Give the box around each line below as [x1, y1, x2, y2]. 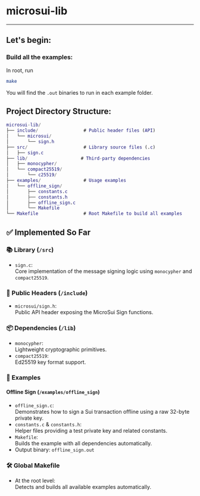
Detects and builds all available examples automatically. [14, 483, 152, 490]
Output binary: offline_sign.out [14, 446, 95, 453]
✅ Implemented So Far [6, 227, 91, 237]
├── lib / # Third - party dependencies [6, 155, 151, 162]
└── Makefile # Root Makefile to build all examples [6, 210, 183, 217]
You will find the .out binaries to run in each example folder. [6, 89, 153, 96]
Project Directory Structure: [6, 106, 112, 116]
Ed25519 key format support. [14, 359, 86, 366]
